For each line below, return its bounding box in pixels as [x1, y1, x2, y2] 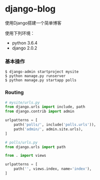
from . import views [5, 153, 47, 158]
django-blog [5, 3, 56, 15]
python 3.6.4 [12, 40, 38, 45]
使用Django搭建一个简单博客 [5, 20, 62, 26]
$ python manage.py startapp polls [5, 78, 77, 83]
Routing [5, 89, 24, 96]
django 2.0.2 [12, 45, 38, 51]
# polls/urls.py [5, 140, 38, 145]
